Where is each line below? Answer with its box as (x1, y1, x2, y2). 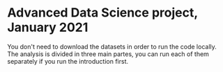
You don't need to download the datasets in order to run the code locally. (7, 42, 217, 51)
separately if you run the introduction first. (7, 57, 129, 65)
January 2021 (7, 19, 89, 35)
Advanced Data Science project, (7, 5, 198, 21)
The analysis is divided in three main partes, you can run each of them (7, 50, 209, 58)
